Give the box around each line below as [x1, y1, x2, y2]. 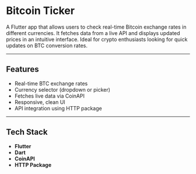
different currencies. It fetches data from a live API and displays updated [6, 29, 180, 36]
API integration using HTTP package [14, 105, 102, 112]
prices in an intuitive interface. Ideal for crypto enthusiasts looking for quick [6, 36, 188, 43]
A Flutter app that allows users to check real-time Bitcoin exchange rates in [6, 23, 187, 30]
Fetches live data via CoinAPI [14, 92, 85, 99]
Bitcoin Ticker [6, 4, 75, 18]
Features [6, 64, 39, 74]
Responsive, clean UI [14, 98, 65, 106]
